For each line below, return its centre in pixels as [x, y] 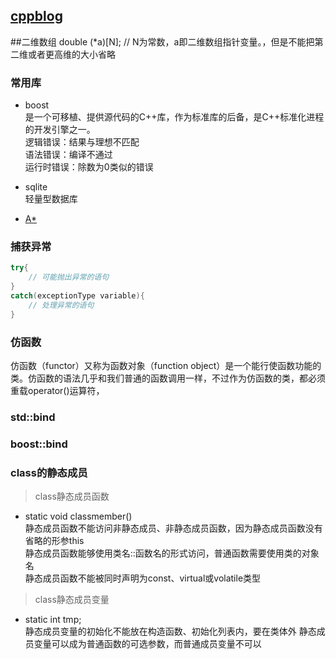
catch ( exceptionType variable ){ [77, 296]
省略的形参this [54, 541]
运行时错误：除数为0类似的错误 [89, 167]
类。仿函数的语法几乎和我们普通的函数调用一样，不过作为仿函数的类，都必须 [168, 378]
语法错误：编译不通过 [68, 155]
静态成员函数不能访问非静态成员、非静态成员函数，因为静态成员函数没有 [173, 528]
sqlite [36, 187]
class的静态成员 [49, 472]
